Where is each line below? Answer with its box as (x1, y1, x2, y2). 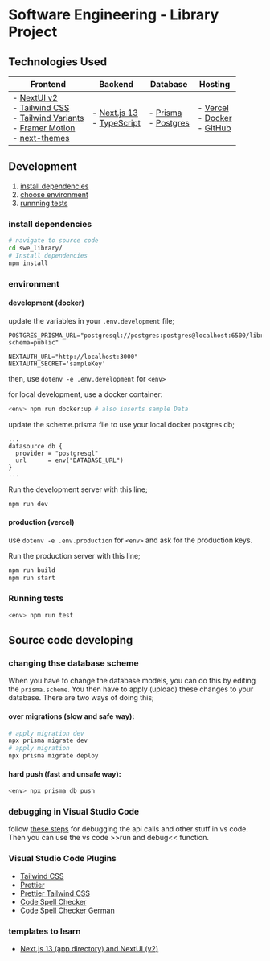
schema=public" (8, 338, 59, 347)
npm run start (8, 574, 56, 582)
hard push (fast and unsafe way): (8, 769, 122, 778)
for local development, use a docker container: (8, 389, 163, 399)
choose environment (19, 189, 88, 199)
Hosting (199, 79, 231, 89)
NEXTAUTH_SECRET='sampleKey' (8, 360, 106, 368)
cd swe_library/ (8, 244, 63, 252)
